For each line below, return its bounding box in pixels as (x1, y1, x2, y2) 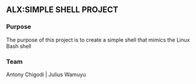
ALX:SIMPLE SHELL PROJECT (6, 5, 119, 15)
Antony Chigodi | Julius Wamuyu (6, 71, 86, 78)
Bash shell (6, 42, 31, 49)
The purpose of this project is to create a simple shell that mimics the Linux (6, 36, 190, 43)
